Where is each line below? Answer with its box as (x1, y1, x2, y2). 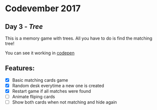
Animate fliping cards (12, 94, 55, 99)
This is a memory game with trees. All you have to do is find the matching (5, 35, 153, 41)
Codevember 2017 (5, 3, 81, 14)
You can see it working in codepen (5, 50, 75, 56)
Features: (5, 64, 35, 72)
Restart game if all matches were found (12, 88, 91, 94)
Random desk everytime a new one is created (12, 83, 104, 88)
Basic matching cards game (12, 77, 68, 83)
